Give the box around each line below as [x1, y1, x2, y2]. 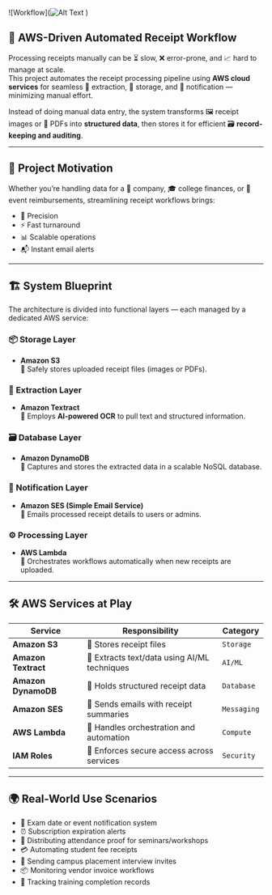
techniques [87, 662, 130, 673]
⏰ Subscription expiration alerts [19, 826, 126, 836]
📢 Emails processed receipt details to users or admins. [19, 509, 202, 519]
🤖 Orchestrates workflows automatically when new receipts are [19, 556, 232, 566]
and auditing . [37, 130, 83, 140]
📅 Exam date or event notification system [19, 817, 158, 827]
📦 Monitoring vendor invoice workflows [19, 865, 155, 875]
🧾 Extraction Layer [8, 384, 83, 396]
